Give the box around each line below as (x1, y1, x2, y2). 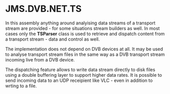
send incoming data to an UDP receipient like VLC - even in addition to (5, 77, 153, 83)
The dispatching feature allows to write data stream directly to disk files (5, 67, 155, 73)
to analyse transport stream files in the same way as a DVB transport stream (5, 51, 165, 57)
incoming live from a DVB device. (5, 56, 75, 62)
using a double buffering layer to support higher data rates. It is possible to (5, 72, 162, 78)
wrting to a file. (5, 82, 37, 89)
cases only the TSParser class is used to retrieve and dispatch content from (5, 30, 165, 37)
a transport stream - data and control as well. (5, 36, 100, 42)
